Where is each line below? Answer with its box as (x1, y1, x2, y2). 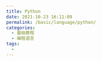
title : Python (6, 8, 41, 15)
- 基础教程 (11, 30, 35, 36)
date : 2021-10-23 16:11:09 (6, 14, 73, 20)
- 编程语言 (11, 35, 35, 41)
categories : (6, 24, 35, 31)
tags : (6, 41, 19, 47)
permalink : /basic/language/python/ (6, 19, 96, 25)
